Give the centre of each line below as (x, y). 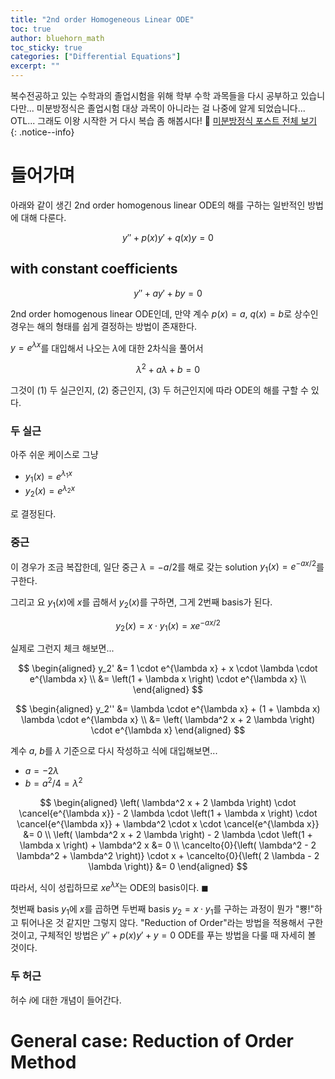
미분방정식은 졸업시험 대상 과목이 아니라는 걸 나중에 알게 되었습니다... (171, 108)
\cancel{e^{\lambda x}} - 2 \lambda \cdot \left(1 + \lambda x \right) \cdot (168, 813)
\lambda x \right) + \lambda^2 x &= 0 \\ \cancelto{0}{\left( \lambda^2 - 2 (168, 845)
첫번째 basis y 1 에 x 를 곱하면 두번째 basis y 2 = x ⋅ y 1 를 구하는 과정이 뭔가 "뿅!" (162, 909)
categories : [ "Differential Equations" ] (96, 57)
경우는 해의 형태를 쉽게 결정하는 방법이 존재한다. (104, 326)
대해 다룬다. (43, 217)
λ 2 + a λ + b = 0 (168, 369)
